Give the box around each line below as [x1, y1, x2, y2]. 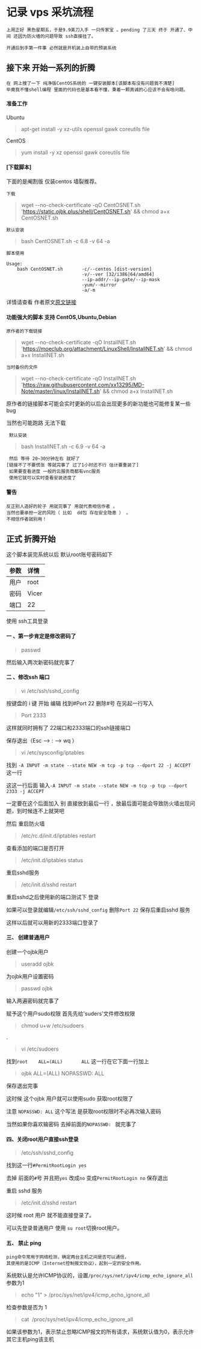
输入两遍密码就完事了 [6, 997, 59, 1004]
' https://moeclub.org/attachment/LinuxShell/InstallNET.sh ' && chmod [20, 345, 193, 353]
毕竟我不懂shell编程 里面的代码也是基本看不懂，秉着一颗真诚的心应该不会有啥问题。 [6, 87, 188, 93]
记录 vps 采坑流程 [6, 5, 94, 19]
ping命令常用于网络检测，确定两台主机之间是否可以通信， [6, 1254, 129, 1261]
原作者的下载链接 [6, 329, 43, 335]
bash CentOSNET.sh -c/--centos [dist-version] [17, 266, 152, 273]
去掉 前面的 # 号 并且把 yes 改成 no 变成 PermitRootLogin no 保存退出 [6, 1175, 169, 1182]
